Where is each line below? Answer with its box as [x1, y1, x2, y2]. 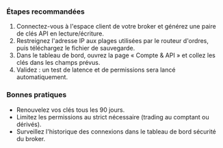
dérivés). [16, 120, 42, 128]
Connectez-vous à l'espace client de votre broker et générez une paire [16, 23, 216, 31]
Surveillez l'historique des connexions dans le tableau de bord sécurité [16, 127, 216, 136]
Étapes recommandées [6, 7, 85, 16]
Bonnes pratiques [6, 90, 67, 100]
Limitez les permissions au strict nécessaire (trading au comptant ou [16, 113, 209, 121]
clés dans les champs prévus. [16, 59, 101, 67]
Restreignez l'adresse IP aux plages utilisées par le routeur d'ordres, [16, 37, 209, 45]
